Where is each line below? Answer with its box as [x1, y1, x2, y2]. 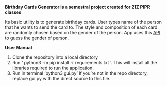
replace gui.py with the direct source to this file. [12, 76, 111, 81]
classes [5, 9, 22, 15]
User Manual [5, 45, 32, 50]
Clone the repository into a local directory [12, 54, 98, 60]
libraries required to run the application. [12, 65, 94, 71]
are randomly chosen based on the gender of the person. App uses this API [5, 30, 161, 35]
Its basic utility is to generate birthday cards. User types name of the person [5, 19, 162, 25]
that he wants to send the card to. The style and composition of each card [5, 24, 158, 30]
